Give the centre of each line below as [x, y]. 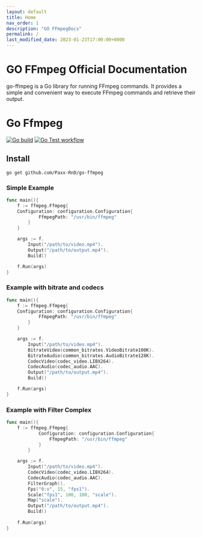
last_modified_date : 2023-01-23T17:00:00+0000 [66, 40]
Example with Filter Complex [49, 410]
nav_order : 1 [23, 23]
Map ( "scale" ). [45, 500]
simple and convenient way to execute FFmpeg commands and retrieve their [101, 92]
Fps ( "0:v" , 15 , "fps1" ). [59, 489]
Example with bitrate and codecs [55, 287]
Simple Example [30, 188]
